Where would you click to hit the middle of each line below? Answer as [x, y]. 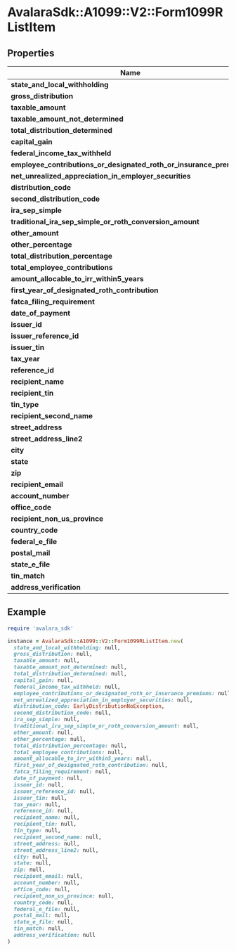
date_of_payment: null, [48, 778]
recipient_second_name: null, [58, 837]
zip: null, [29, 870]
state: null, [33, 863]
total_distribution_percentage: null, [71, 746]
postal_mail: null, [42, 916]
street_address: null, [47, 843]
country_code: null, [44, 903]
